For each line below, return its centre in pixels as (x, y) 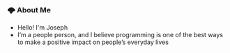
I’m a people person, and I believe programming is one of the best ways (120, 35)
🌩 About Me (29, 10)
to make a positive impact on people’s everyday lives (93, 42)
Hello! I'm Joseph (43, 28)
